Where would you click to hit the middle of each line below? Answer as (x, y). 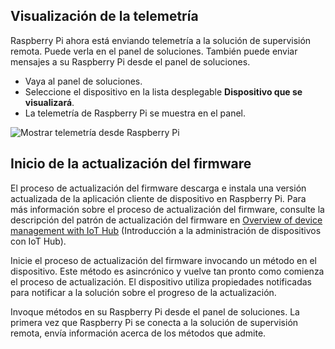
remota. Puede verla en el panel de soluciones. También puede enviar (154, 51)
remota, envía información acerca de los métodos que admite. (138, 333)
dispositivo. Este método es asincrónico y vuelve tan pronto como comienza (167, 271)
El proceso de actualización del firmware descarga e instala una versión (158, 188)
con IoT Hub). (38, 241)
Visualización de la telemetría (104, 16)
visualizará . (49, 102)
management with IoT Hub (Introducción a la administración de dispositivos (166, 230)
